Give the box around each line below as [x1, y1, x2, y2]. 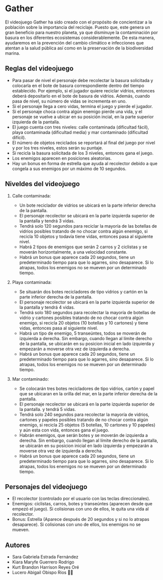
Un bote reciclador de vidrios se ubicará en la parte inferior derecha [19, 202, 156, 208]
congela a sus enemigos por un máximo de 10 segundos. [12, 166, 127, 172]
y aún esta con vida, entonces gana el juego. [19, 427, 109, 433]
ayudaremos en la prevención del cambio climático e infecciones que [5, 40, 144, 45]
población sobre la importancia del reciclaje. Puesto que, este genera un [5, 24, 150, 30]
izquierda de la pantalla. [12, 119, 60, 125]
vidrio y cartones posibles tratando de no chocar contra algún [19, 315, 144, 321]
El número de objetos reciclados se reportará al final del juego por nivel [12, 140, 156, 146]
